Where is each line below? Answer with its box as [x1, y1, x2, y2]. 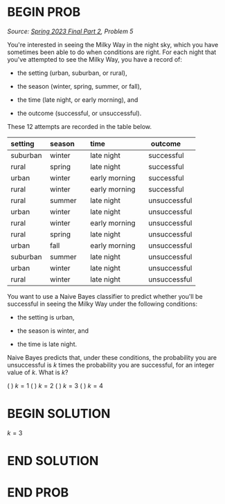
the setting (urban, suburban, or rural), [17, 69, 127, 77]
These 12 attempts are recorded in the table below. [7, 122, 152, 130]
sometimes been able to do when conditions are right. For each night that [7, 48, 217, 56]
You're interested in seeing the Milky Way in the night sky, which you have [7, 40, 219, 49]
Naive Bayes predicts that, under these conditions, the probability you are [7, 353, 217, 361]
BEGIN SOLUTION [7, 406, 111, 422]
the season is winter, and [17, 327, 89, 335]
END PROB [7, 485, 69, 501]
